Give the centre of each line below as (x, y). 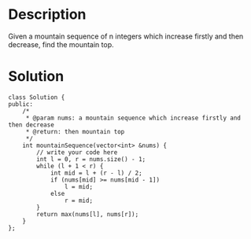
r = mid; (78, 200)
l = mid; (78, 186)
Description (47, 15)
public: (21, 104)
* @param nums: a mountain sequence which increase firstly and (133, 118)
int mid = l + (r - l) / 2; (96, 173)
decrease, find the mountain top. (61, 44)
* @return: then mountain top (75, 131)
